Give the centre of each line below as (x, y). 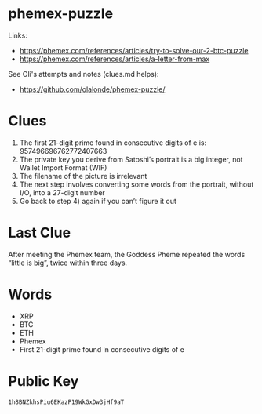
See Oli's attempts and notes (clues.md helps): (84, 74)
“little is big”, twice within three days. (68, 263)
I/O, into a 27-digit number (62, 192)
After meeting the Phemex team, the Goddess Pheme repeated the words (127, 254)
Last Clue (40, 233)
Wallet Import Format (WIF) (63, 167)
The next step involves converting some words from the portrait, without (136, 184)
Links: (18, 35)
